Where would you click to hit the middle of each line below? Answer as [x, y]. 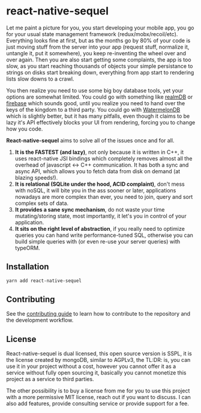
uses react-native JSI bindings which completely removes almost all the [103, 158]
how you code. [25, 129]
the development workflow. [40, 320]
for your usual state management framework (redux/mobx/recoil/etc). [92, 34]
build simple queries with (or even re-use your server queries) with [97, 241]
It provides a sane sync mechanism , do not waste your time [90, 209]
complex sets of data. [42, 203]
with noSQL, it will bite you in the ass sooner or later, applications [95, 190]
